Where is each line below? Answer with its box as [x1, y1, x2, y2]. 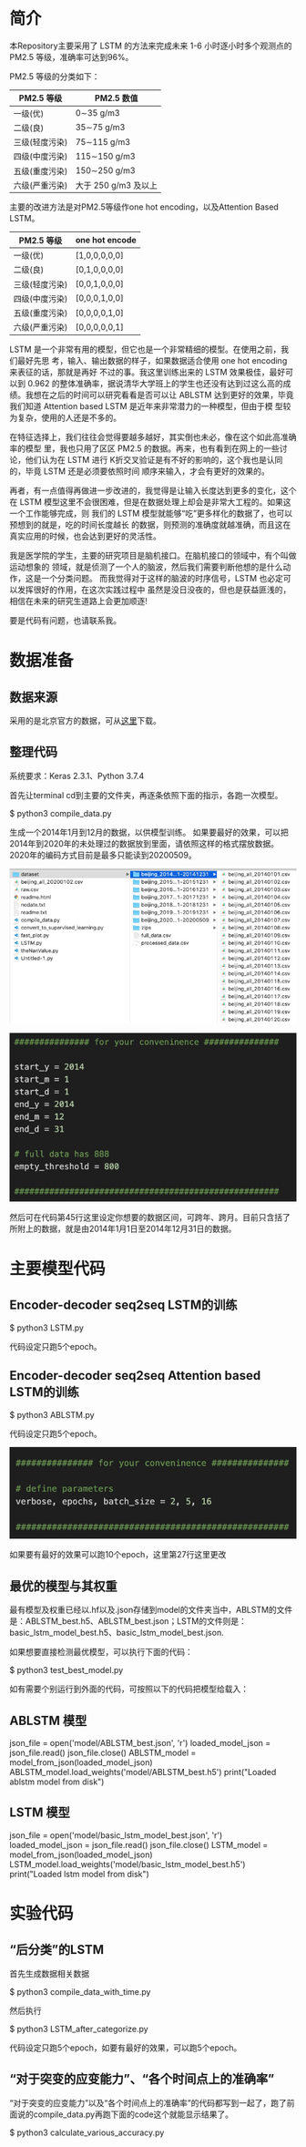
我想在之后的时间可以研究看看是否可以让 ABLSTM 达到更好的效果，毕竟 [25, 389, 294, 400]
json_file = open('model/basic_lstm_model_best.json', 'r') [9, 1829, 223, 1841]
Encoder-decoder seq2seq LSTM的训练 [9, 1298, 238, 1313]
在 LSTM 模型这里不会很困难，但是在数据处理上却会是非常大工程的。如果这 [9, 496, 291, 507]
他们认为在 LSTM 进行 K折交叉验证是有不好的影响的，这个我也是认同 [25, 454, 283, 465]
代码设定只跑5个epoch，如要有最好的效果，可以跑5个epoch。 [9, 2042, 242, 2053]
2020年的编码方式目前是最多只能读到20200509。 [9, 849, 198, 860]
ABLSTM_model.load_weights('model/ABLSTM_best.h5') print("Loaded [9, 1766, 277, 1777]
